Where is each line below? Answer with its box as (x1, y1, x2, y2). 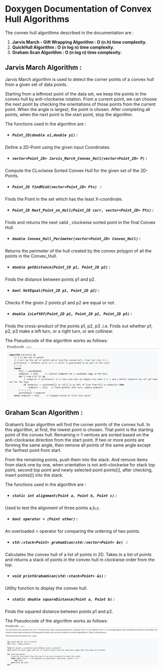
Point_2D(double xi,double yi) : (12, 132, 78, 138)
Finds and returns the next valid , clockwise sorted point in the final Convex (5, 219, 156, 225)
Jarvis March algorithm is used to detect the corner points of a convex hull (5, 76, 154, 82)
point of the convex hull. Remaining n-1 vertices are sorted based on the (5, 431, 149, 437)
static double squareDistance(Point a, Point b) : (12, 596, 115, 602)
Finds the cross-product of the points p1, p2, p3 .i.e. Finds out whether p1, (5, 323, 153, 329)
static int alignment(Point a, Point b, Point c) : (12, 493, 117, 498)
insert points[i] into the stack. (5, 472, 64, 478)
